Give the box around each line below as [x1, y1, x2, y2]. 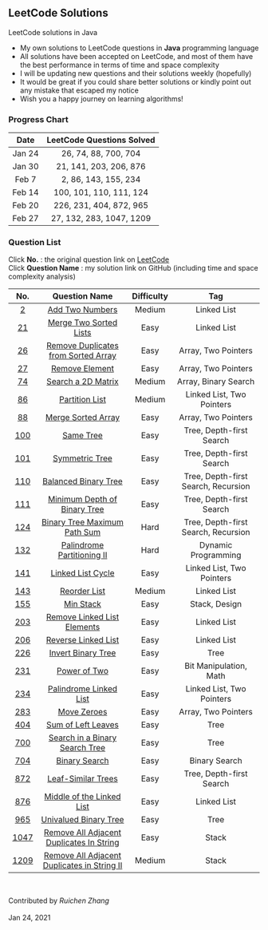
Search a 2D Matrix [46, 376, 119, 387]
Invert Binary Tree [49, 647, 116, 659]
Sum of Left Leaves [46, 719, 120, 730]
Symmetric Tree [53, 453, 113, 464]
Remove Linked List [45, 611, 120, 623]
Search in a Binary [48, 732, 117, 743]
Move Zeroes [57, 706, 108, 718]
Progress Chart [8, 113, 69, 125]
